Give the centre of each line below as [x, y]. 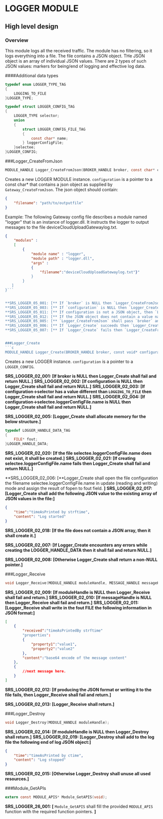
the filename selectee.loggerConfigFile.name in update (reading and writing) [81, 483]
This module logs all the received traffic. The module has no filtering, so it [79, 50]
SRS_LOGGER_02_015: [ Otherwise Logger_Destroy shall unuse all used [78, 774]
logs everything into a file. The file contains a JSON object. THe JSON [75, 56]
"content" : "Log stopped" [40, 760]
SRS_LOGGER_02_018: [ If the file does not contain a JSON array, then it [78, 530]
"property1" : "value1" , [54, 644]
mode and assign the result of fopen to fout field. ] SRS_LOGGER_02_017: [79, 489]
